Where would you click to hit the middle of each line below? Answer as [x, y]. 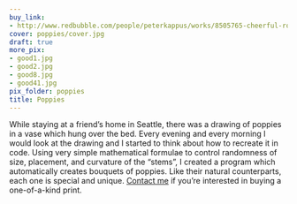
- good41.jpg [33, 83]
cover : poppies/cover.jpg [57, 34]
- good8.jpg [31, 75]
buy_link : [27, 17]
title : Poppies [37, 99]
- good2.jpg [31, 67]
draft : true [31, 42]
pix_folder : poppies [47, 91]
